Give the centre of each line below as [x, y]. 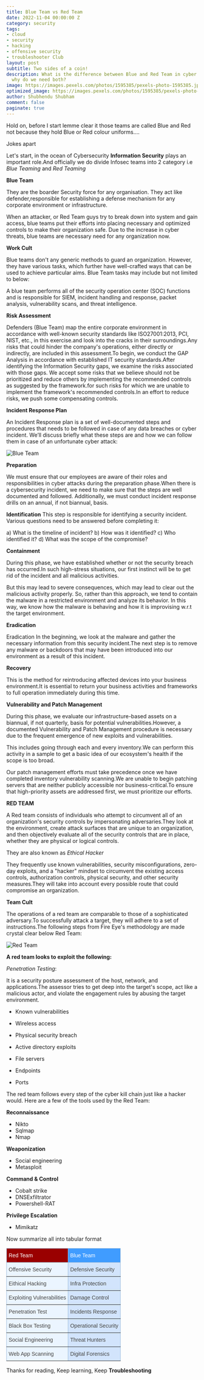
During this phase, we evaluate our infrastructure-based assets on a [92, 716]
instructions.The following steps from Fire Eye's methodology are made [96, 927]
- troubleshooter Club [35, 57]
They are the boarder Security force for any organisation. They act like [94, 192]
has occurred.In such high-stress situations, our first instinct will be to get [99, 569]
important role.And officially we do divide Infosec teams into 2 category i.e [100, 162]
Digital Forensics [90, 1354]
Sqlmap [25, 1130]
